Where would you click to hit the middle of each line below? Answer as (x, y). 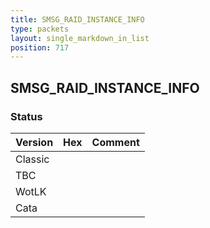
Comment (115, 142)
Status (26, 116)
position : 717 (40, 47)
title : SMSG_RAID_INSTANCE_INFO (77, 19)
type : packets (40, 29)
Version (34, 142)
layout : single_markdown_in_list (80, 38)
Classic (32, 159)
